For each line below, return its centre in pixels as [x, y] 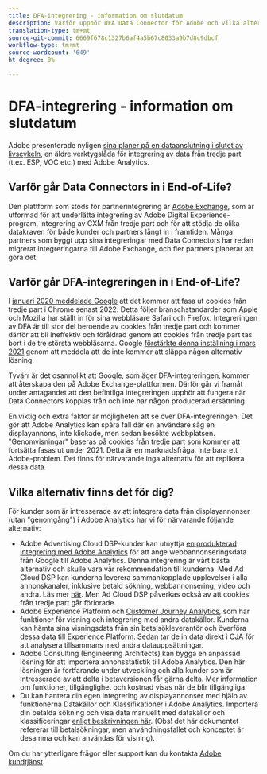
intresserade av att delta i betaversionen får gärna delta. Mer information [139, 679]
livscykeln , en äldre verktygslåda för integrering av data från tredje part [125, 154]
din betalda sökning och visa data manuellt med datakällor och [122, 713]
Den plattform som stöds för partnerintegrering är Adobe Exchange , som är [131, 206]
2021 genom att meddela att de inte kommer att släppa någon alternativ [125, 352]
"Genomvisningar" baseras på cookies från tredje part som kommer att [124, 441]
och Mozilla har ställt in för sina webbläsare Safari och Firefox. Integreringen [133, 318]
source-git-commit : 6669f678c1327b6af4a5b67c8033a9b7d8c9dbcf [113, 38]
